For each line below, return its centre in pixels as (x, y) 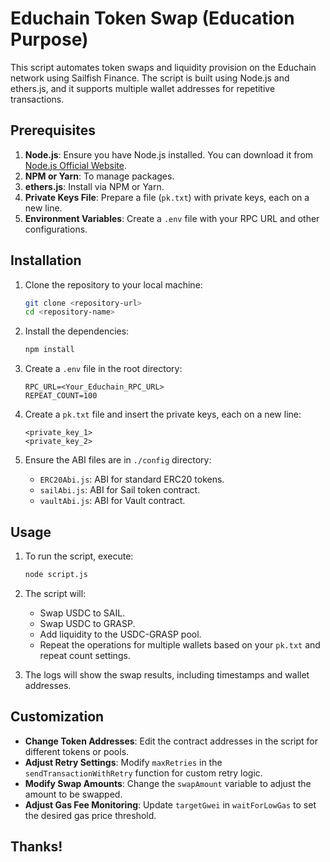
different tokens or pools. (77, 751)
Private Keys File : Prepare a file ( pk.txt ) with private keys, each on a (167, 197)
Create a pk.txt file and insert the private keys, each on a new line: (163, 414)
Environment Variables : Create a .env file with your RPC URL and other (172, 218)
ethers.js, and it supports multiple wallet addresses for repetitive (143, 88)
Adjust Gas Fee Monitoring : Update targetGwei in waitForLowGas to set (170, 804)
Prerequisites (53, 130)
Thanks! (36, 847)
